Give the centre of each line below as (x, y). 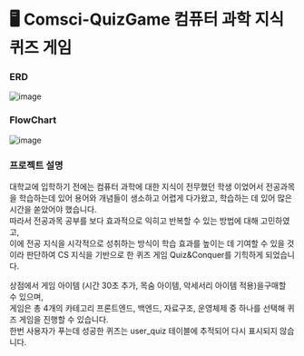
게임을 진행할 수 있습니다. (64, 320)
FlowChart (33, 120)
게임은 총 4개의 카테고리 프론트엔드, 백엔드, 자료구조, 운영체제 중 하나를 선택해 (147, 308)
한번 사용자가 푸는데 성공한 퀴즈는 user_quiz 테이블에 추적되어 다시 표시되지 (144, 331)
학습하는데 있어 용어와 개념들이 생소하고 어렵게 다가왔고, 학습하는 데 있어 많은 (156, 198)
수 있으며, (26, 297)
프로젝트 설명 (36, 165)
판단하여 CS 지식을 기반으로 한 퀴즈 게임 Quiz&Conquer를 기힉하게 (145, 255)
